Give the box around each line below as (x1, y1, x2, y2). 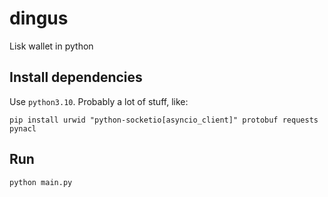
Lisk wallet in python (9, 40, 94, 52)
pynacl (9, 123, 37, 134)
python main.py (9, 177, 73, 187)
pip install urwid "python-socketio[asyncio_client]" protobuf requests (9, 115, 319, 125)
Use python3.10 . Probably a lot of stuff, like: (9, 95, 189, 107)
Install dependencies (9, 69, 143, 86)
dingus (9, 7, 69, 30)
